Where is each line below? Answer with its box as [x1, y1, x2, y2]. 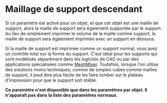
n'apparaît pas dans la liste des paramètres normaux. [5, 92, 118, 98]
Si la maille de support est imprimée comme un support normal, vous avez [5, 45, 158, 51]
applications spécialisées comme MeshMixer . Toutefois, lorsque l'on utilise [5, 61, 159, 67]
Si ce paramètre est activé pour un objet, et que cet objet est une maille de [5, 20, 159, 26]
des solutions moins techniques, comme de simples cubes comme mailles [5, 66, 158, 73]
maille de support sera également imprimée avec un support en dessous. [5, 36, 156, 42]
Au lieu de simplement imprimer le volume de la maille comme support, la [5, 30, 156, 36]
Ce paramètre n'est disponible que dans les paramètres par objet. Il [5, 87, 148, 93]
